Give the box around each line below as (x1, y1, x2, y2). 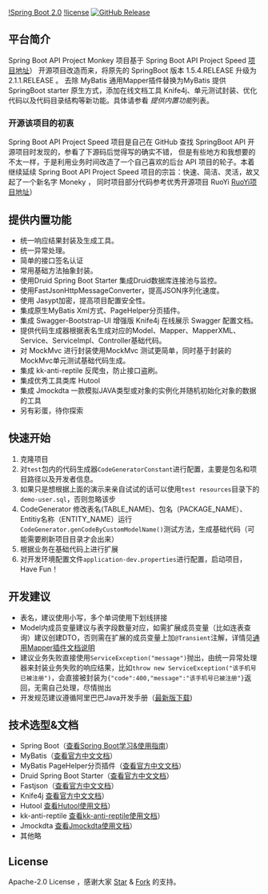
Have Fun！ (19, 564, 58, 574)
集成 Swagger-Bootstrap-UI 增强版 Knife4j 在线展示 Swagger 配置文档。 (19, 315, 258, 325)
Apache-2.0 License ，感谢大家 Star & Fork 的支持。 (8, 877, 181, 887)
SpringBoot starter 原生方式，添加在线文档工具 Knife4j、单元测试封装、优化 (8, 85, 258, 95)
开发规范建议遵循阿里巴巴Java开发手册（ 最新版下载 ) (19, 692, 194, 702)
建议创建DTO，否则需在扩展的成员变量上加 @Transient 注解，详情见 (34, 632, 254, 642)
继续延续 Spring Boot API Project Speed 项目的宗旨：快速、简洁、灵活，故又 (8, 167, 260, 177)
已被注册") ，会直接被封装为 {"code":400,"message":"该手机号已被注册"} (19, 672, 245, 682)
